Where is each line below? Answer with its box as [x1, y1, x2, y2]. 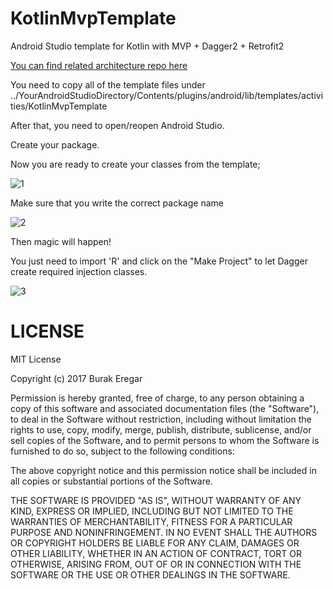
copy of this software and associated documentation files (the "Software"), [10, 402, 320, 414]
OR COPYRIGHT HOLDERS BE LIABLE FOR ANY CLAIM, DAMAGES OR [10, 537, 300, 549]
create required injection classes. [10, 265, 148, 277]
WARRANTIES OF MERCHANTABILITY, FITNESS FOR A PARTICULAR [10, 515, 293, 527]
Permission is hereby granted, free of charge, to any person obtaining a [10, 392, 305, 404]
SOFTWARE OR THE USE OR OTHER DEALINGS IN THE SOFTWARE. [10, 568, 291, 581]
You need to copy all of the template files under [10, 78, 206, 91]
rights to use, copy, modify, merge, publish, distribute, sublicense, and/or [10, 423, 312, 436]
